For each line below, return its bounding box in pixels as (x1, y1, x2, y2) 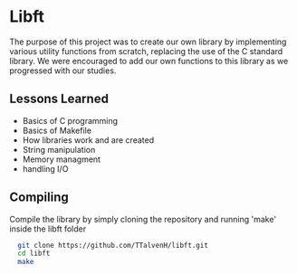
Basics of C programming (22, 115, 119, 126)
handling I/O (22, 163, 69, 174)
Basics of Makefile (22, 125, 92, 136)
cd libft (17, 249, 51, 259)
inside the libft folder (9, 223, 87, 234)
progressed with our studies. (9, 65, 117, 76)
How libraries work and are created (22, 134, 155, 146)
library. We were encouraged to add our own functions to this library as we (9, 55, 289, 66)
